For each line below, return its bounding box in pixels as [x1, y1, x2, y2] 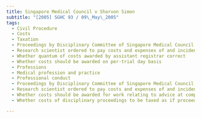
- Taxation [11, 36, 39, 42]
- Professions [11, 64, 47, 70]
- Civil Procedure [11, 25, 58, 32]
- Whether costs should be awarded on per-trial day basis [11, 58, 162, 64]
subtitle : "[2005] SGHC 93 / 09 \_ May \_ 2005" [6, 14, 119, 20]
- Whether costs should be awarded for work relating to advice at [11, 92, 184, 98]
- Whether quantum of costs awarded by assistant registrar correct [11, 53, 186, 59]
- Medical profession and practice [11, 70, 100, 76]
